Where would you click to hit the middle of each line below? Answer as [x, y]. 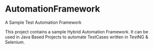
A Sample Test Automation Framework [43, 22]
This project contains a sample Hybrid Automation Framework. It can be [77, 32]
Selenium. [15, 42]
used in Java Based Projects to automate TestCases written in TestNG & [77, 37]
